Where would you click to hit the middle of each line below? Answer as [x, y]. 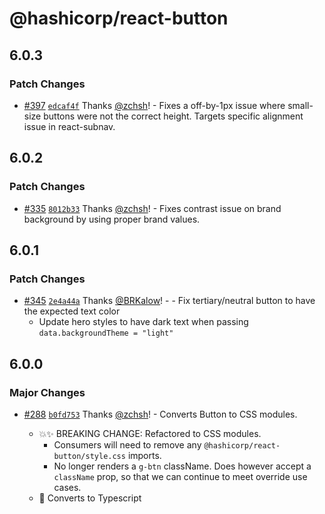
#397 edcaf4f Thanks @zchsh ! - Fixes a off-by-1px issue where [154, 105]
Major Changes [47, 392]
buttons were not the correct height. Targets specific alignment [173, 116]
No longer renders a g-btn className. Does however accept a [182, 466]
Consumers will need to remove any [127, 444]
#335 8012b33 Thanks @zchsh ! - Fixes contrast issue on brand [152, 208]
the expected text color [72, 311]
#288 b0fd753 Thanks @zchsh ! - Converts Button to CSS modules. [160, 414]
